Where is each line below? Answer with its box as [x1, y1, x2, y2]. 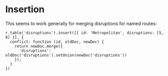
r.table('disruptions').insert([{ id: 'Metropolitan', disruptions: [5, [5, 30, 164, 35]
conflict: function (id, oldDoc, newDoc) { [10, 39, 104, 44]
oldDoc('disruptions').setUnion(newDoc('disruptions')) [5, 53, 127, 58]
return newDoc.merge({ [14, 43, 63, 49]
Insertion [5, 4, 45, 15]
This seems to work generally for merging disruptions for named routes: [5, 20, 157, 27]
